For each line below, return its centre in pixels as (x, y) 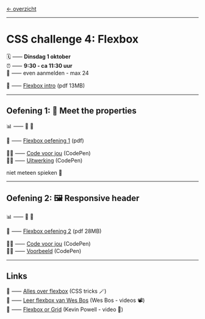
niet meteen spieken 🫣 (34, 172)
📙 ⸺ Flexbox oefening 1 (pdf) (45, 141)
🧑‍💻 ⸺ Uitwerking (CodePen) (45, 160)
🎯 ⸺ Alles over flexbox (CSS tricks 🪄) (56, 291)
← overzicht (21, 9)
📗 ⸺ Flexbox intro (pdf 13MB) (46, 86)
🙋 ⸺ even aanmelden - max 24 (48, 73)
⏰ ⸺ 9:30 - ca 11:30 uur (39, 65)
